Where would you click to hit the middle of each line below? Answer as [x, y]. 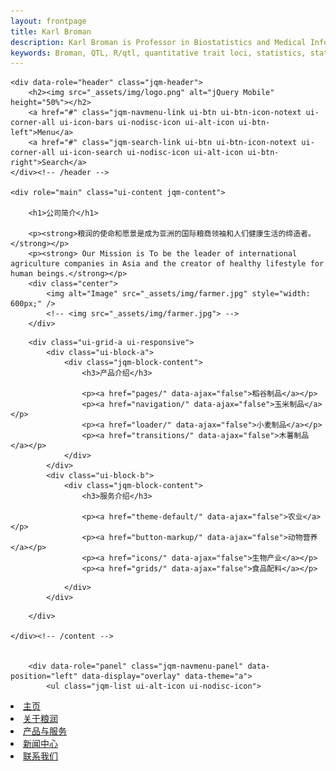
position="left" [44, 676]
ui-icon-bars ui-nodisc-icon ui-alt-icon [147, 123]
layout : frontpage [48, 21]
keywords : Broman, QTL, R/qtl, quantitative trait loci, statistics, [158, 53]
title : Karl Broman [51, 31]
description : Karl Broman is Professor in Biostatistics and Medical [158, 42]
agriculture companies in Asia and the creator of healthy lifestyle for [167, 264]
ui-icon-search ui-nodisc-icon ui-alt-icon [151, 153]
